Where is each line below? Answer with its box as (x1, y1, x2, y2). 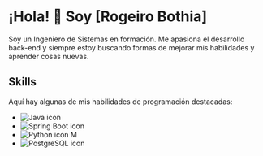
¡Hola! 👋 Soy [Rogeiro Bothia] (8, 7, 208, 26)
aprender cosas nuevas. (8, 51, 89, 61)
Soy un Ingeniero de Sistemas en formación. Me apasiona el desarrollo (8, 34, 245, 44)
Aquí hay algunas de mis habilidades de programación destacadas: (8, 97, 233, 106)
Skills (8, 75, 37, 89)
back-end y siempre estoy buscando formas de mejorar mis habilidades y (8, 42, 255, 52)
